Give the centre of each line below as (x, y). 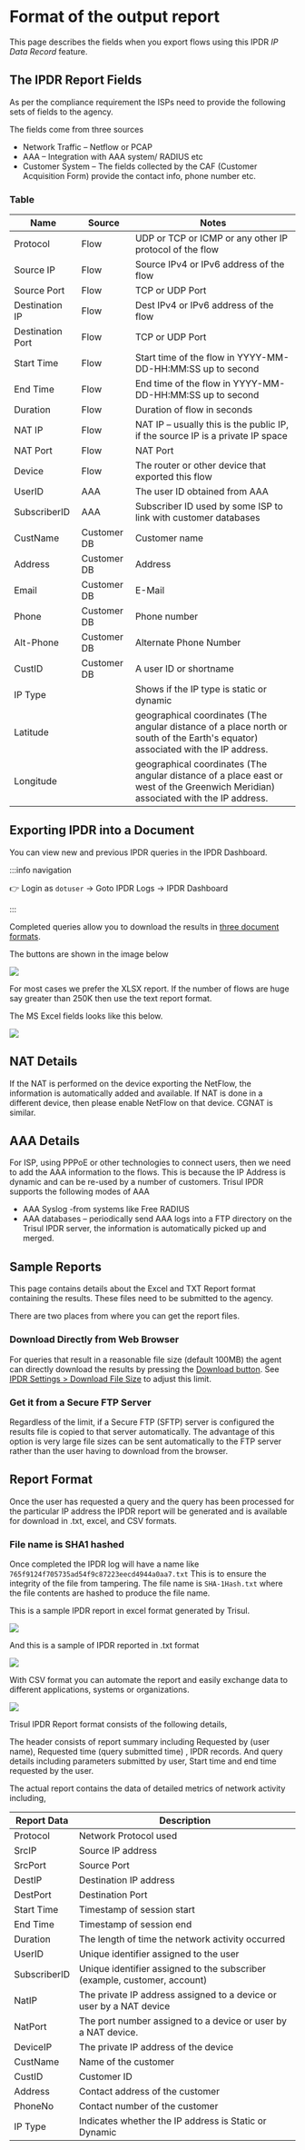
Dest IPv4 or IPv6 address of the (204, 305)
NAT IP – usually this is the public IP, (212, 424)
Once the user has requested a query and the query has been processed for (152, 1501)
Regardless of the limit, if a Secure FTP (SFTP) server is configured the (142, 1422)
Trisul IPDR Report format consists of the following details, (118, 1724)
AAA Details (44, 1141)
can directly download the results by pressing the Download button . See (144, 1369)
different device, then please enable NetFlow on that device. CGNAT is (142, 1102)
